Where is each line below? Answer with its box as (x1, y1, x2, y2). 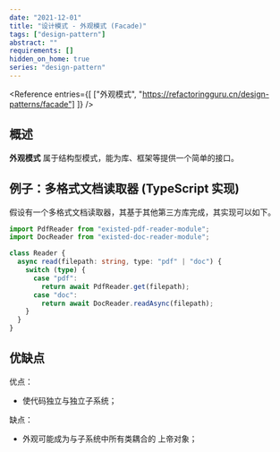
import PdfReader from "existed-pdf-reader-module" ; (9, 225, 210, 234)
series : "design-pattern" (9, 64, 106, 72)
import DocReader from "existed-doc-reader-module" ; (9, 233, 210, 242)
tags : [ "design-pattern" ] (9, 30, 106, 38)
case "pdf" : (32, 274, 78, 283)
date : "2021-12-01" (9, 13, 82, 22)
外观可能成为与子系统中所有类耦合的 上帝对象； (21, 433, 198, 444)
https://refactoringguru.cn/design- (141, 89, 270, 99)
